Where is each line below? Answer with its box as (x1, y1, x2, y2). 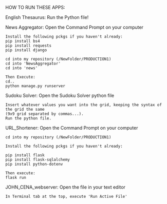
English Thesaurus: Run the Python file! (5, 14, 89, 20)
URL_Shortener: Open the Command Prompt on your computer (5, 125, 138, 131)
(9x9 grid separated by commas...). (5, 111, 84, 116)
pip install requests (5, 43, 52, 48)
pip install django (5, 48, 47, 53)
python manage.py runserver (5, 84, 66, 89)
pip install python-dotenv (5, 161, 63, 167)
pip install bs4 (5, 38, 40, 44)
